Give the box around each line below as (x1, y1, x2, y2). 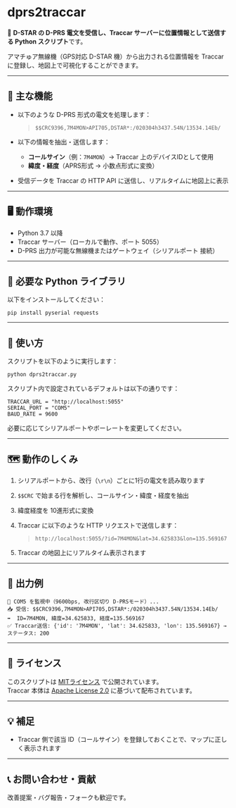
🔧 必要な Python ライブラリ (7, 275, 126, 287)
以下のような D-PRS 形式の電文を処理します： (17, 110, 152, 118)
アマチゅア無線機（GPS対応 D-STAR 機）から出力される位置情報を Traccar (7, 52, 224, 61)
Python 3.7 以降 (17, 228, 63, 237)
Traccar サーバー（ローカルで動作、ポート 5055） (17, 237, 163, 246)
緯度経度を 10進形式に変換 (17, 506, 94, 514)
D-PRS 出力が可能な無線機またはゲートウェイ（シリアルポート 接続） (17, 246, 219, 254)
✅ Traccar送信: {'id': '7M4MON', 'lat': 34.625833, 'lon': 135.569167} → (7, 622, 227, 629)
